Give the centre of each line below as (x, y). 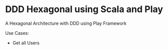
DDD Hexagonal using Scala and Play (84, 9)
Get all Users (26, 43)
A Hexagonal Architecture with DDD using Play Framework (66, 23)
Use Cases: (17, 33)
